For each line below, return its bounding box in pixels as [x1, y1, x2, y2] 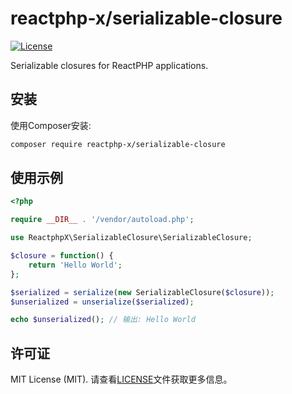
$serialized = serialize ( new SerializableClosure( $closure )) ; [10, 287, 275, 297]
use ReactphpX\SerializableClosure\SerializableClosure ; [10, 233, 253, 243]
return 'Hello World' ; [28, 260, 123, 270]
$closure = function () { [10, 251, 114, 261]
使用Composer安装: [10, 119, 92, 131]
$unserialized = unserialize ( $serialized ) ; [10, 297, 195, 307]
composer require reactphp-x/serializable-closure [10, 139, 226, 149]
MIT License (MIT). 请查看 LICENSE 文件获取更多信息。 [10, 373, 233, 386]
